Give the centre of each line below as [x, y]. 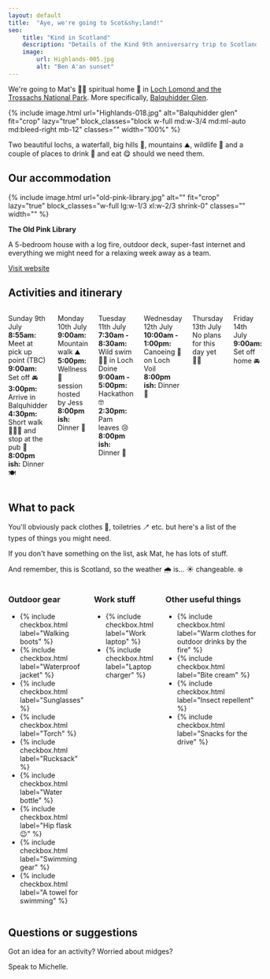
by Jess [70, 403]
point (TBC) [27, 360]
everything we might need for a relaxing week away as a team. [109, 253]
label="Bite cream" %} [213, 675]
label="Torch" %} [48, 733]
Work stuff [115, 600]
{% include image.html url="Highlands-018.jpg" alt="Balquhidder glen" [123, 113]
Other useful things [203, 600]
